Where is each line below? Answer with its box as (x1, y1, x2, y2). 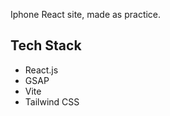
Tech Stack (10, 37, 82, 54)
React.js (24, 64, 59, 76)
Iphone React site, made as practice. (10, 9, 162, 20)
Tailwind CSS (24, 95, 80, 108)
